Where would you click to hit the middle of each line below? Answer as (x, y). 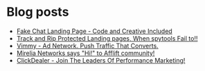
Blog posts (38, 12)
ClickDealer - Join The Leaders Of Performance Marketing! (101, 60)
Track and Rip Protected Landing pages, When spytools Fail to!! (107, 38)
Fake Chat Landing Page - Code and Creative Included (94, 31)
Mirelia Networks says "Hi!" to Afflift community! (86, 53)
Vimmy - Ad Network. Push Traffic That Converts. (87, 45)
